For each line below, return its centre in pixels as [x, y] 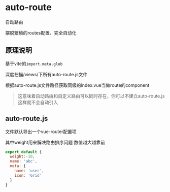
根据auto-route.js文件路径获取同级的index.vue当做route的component [77, 85]
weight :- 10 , [23, 156]
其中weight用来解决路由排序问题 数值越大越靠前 [55, 142]
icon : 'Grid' [28, 175]
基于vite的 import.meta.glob [34, 63]
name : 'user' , [29, 171]
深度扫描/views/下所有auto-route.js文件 [46, 74]
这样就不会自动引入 [38, 102]
